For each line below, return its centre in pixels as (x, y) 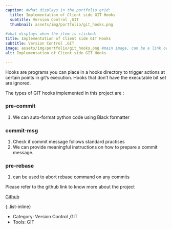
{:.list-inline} (18, 207)
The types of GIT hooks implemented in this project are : (65, 93)
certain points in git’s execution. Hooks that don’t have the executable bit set (86, 77)
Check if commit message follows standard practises (69, 142)
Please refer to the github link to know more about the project (70, 187)
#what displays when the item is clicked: (51, 34)
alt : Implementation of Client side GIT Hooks (56, 53)
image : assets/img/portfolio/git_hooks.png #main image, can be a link (83, 48)
